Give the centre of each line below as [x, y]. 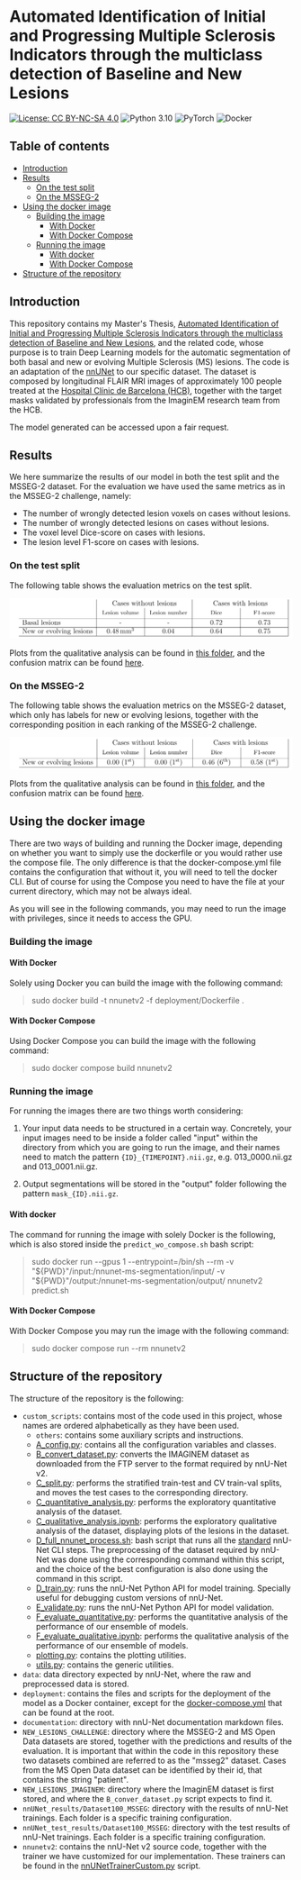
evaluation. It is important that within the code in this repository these [150, 1750]
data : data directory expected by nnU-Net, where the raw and [137, 1674]
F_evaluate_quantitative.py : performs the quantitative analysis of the [162, 1617]
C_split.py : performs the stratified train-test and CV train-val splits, [159, 1483]
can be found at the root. [68, 1712]
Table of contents [59, 146]
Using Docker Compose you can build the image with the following [133, 1041]
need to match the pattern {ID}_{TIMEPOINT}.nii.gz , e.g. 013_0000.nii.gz [157, 1157]
